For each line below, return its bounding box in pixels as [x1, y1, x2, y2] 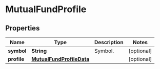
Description [94, 39, 124, 46]
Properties [5, 24, 40, 32]
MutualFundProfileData [31, 56, 90, 62]
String [31, 47, 47, 54]
